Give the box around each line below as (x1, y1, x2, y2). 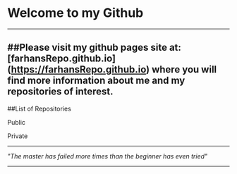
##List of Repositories (7, 104, 72, 113)
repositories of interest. (7, 86, 114, 98)
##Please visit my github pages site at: (7, 42, 182, 54)
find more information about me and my (7, 75, 186, 87)
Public (7, 118, 26, 126)
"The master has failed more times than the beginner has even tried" (7, 151, 208, 160)
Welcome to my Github (7, 5, 144, 21)
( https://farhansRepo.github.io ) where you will (7, 63, 217, 75)
